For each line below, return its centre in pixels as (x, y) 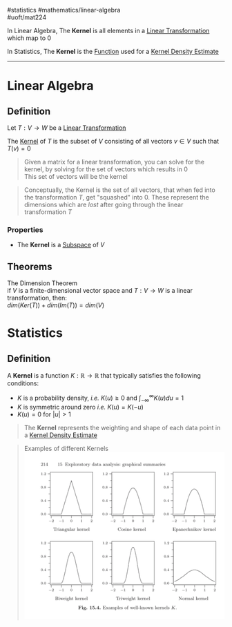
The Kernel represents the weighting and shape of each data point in (122, 427)
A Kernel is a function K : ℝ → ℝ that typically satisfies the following (104, 376)
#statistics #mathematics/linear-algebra (64, 10)
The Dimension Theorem (42, 283)
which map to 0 (29, 38)
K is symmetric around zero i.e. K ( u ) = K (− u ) (80, 407)
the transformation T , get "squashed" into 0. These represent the (116, 197)
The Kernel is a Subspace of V (61, 245)
